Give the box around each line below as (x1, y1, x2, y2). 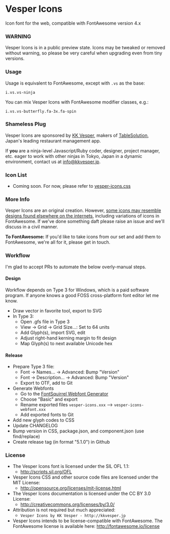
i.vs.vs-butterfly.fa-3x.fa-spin (5, 109, 77, 114)
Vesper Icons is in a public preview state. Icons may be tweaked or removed (5, 45, 165, 51)
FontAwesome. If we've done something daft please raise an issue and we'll (5, 219, 165, 225)
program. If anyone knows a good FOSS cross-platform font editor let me (5, 292, 159, 298)
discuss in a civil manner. (5, 224, 58, 230)
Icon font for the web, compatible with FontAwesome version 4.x (5, 20, 141, 26)
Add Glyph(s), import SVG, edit (20, 329, 86, 335)
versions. (5, 55, 25, 62)
